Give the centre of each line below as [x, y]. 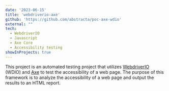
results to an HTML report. [33, 83]
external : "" [19, 24]
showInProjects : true [28, 52]
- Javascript [24, 38]
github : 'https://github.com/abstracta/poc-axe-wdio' [64, 19]
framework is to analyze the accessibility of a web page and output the [80, 77]
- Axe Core [21, 43]
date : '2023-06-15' [26, 10]
